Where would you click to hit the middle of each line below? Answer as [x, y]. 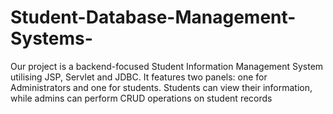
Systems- [51, 38]
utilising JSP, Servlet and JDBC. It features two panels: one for [139, 77]
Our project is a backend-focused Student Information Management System [167, 66]
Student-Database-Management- [153, 17]
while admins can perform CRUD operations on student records [141, 98]
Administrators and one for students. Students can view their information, [161, 87]
